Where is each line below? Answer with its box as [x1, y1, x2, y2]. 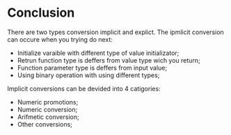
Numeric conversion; [17, 105, 78, 113]
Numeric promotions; [17, 97, 79, 106]
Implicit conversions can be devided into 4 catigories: [7, 84, 161, 93]
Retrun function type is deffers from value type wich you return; [17, 56, 200, 64]
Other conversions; [17, 120, 73, 128]
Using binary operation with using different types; [17, 71, 160, 79]
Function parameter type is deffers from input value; [17, 63, 168, 72]
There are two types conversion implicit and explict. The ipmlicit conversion [7, 28, 224, 36]
